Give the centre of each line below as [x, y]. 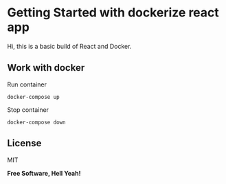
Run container [27, 84]
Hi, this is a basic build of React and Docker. [69, 46]
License [24, 143]
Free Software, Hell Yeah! [44, 173]
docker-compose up [33, 97]
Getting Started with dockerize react [113, 13]
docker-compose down [37, 122]
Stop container [28, 110]
